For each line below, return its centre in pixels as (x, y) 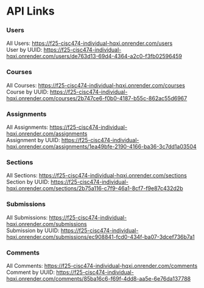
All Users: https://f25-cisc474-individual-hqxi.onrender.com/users (90, 43)
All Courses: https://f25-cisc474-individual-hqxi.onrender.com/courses (96, 85)
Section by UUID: (28, 182)
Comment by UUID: (30, 272)
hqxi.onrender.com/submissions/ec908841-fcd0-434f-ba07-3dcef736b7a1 (100, 237)
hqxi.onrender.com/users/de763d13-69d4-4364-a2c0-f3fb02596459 (94, 57)
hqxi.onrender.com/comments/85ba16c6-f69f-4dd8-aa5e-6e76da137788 (99, 278)
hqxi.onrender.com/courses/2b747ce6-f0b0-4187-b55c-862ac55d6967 (97, 98)
